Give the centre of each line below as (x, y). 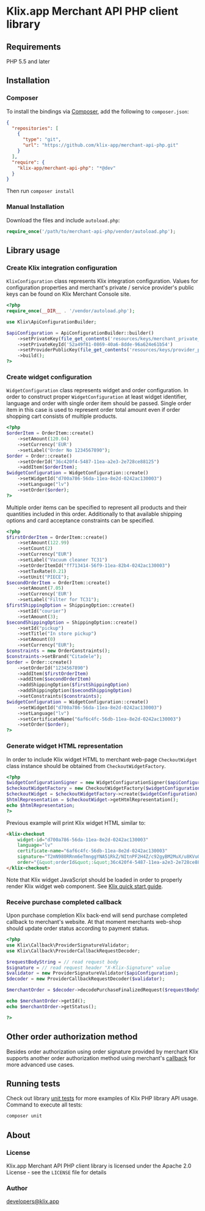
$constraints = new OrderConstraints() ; (59, 651)
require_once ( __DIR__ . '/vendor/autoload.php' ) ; (71, 311)
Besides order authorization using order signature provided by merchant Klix (103, 1052)
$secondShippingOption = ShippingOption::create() (72, 622)
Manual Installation (35, 207)
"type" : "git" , (42, 140)
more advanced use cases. (40, 1064)
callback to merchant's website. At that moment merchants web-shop (94, 922)
